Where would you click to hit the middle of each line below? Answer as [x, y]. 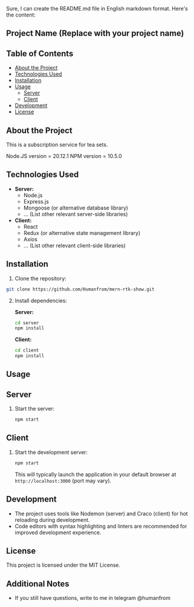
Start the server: [35, 409]
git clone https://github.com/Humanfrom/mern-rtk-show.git [80, 289]
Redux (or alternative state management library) [82, 233]
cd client [27, 351]
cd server [27, 323]
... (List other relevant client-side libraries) [75, 246]
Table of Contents [40, 54]
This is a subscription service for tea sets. [57, 145]
